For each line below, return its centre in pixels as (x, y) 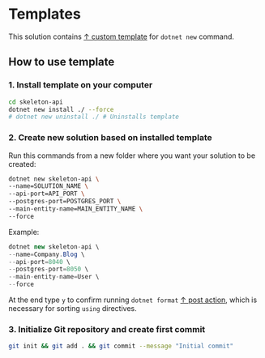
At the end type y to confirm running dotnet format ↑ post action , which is (133, 300)
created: (22, 164)
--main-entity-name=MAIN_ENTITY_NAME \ (76, 209)
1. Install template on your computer (81, 85)
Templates (45, 14)
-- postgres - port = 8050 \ (49, 269)
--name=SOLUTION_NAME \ (49, 186)
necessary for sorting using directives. (73, 309)
